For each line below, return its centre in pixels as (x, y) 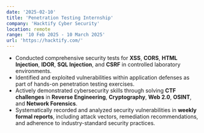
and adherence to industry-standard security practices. (85, 123)
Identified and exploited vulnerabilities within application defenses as (102, 78)
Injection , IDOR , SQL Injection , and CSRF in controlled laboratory (98, 64)
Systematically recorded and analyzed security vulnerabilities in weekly (106, 110)
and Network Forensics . (46, 104)
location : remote (28, 29)
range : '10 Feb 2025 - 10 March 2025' (56, 35)
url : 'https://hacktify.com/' (45, 40)
